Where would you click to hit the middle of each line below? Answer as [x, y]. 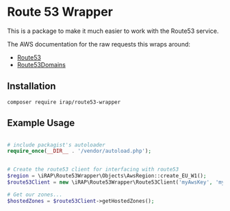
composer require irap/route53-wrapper [64, 102]
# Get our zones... [35, 195]
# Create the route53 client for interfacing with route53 [93, 170]
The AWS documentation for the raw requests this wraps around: [99, 44]
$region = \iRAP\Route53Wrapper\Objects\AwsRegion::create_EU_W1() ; [107, 176]
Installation [31, 86]
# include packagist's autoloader [56, 145]
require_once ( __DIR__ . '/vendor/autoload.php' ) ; [79, 151]
